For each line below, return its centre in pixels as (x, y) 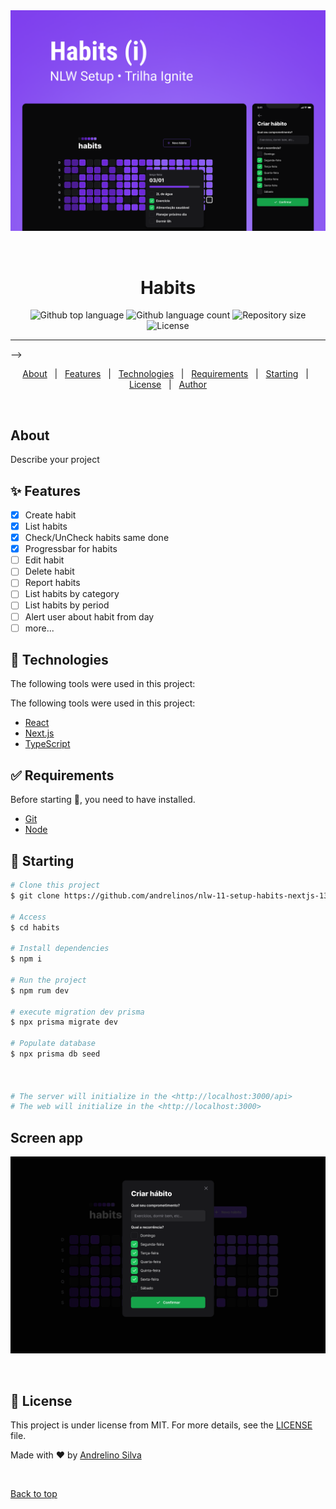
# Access (28, 917)
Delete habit (49, 571)
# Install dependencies (60, 949)
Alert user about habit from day (89, 616)
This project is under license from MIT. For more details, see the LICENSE (161, 1425)
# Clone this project (55, 885)
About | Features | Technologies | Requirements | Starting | (165, 374)
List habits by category (72, 594)
